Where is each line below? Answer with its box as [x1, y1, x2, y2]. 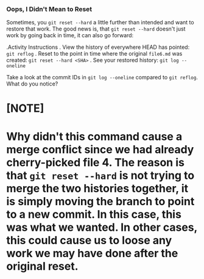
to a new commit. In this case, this [6, 207, 181, 221]
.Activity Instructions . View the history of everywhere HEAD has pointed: [6, 43, 190, 51]
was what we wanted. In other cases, [6, 220, 198, 234]
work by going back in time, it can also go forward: [6, 32, 134, 39]
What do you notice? [6, 80, 58, 87]
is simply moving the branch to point [6, 194, 195, 208]
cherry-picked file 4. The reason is [6, 155, 185, 169]
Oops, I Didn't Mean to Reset [6, 5, 93, 13]
